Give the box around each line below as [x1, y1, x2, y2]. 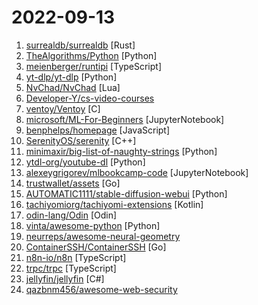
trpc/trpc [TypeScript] [25, 262, 117, 274]
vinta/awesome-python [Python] [25, 219, 161, 231]
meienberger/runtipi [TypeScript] [25, 60, 163, 72]
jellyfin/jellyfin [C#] [25, 272, 105, 285]
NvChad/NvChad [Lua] [25, 81, 121, 93]
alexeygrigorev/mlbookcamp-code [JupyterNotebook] [25, 166, 249, 178]
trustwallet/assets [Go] [25, 177, 121, 189]
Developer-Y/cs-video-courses [25, 92, 155, 104]
